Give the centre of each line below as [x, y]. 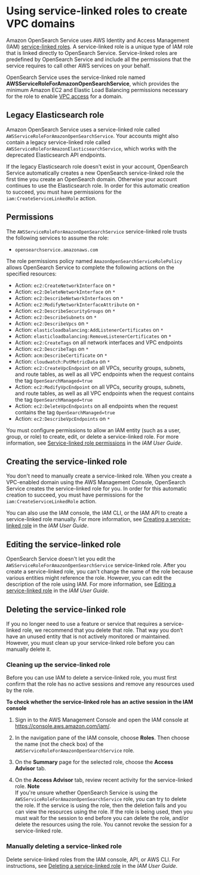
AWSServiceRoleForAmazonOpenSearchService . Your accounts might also [93, 136]
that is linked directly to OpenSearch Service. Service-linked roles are [92, 53]
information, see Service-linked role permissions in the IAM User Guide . [94, 443]
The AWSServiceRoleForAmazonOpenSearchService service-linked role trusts [96, 231]
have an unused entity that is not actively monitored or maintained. [88, 637]
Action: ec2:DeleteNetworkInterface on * [65, 292]
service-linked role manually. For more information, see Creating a [87, 519]
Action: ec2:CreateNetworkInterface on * [65, 285]
